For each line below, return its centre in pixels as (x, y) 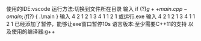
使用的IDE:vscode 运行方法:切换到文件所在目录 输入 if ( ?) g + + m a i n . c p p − (97, 9)
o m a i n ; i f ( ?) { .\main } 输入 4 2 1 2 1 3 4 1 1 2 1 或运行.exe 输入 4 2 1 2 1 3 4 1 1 (101, 16)
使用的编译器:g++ (33, 31)
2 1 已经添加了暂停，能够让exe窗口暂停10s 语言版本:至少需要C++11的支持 (97, 24)
